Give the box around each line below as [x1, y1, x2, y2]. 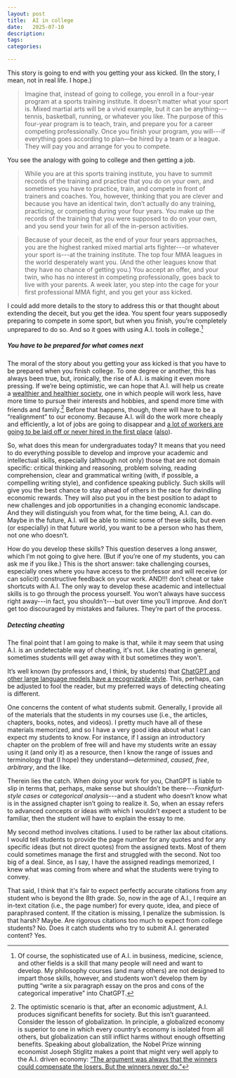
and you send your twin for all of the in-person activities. [24, 222, 189, 230]
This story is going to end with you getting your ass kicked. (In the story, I [7, 68, 220, 77]
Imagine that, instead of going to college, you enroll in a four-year [24, 89, 214, 98]
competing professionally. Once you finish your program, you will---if [24, 128, 225, 135]
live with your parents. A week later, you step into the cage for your [24, 280, 219, 289]
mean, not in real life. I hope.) [7, 76, 92, 85]
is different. [7, 690, 41, 698]
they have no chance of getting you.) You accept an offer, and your [24, 266, 219, 273]
